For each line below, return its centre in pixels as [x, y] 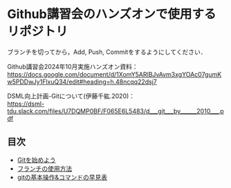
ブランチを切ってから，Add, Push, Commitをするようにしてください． [107, 52]
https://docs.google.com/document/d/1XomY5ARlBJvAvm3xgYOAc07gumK [114, 74]
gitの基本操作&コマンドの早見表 [62, 177]
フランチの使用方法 [45, 168]
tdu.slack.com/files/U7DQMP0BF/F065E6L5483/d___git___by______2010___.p [116, 111]
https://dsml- [26, 104]
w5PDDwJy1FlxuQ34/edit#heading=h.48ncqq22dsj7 [82, 82]
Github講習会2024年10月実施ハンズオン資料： [73, 66]
